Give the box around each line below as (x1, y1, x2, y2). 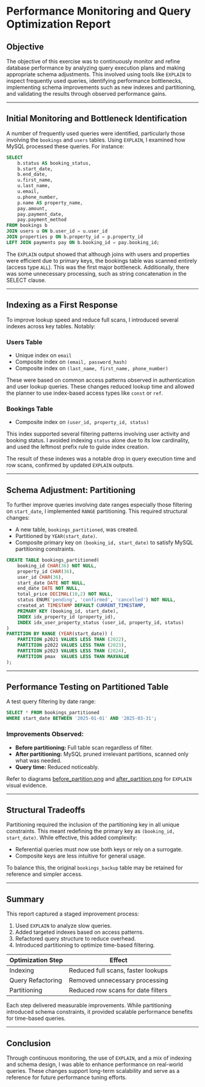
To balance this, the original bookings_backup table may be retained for (6, 864, 183, 872)
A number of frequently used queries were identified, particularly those (6, 129, 185, 137)
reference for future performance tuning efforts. (6, 1074, 127, 1081)
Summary (6, 894, 45, 904)
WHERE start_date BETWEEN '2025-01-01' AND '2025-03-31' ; (6, 716, 157, 722)
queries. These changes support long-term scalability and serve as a (6, 1067, 180, 1074)
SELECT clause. (6, 276, 47, 284)
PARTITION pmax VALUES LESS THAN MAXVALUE (17, 653, 130, 659)
